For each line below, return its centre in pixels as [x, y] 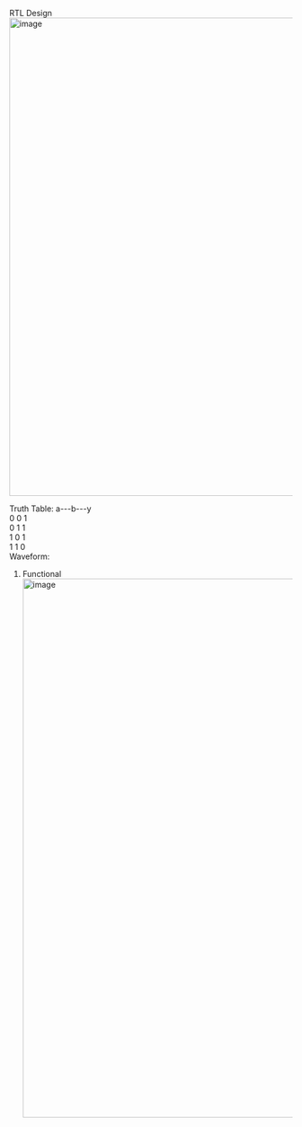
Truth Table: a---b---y [50, 509]
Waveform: [30, 556]
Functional [42, 574]
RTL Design [31, 13]
